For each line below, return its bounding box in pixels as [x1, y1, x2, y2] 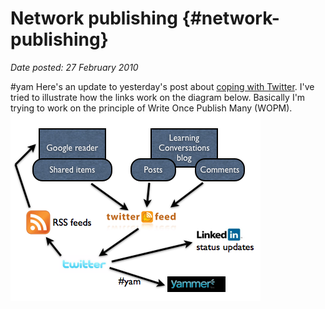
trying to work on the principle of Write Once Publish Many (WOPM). [10, 102, 293, 114]
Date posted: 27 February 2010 [10, 61, 139, 73]
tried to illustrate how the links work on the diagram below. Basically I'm [10, 91, 306, 103]
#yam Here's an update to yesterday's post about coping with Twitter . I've [10, 80, 315, 92]
